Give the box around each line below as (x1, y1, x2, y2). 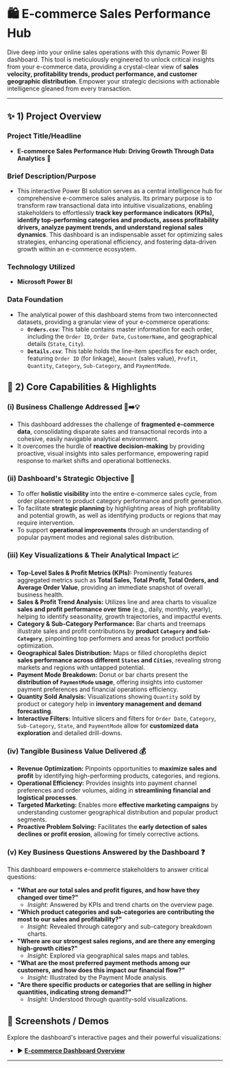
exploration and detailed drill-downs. (16, 728, 123, 737)
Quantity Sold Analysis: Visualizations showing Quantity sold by (16, 692, 201, 700)
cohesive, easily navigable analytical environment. (16, 435, 159, 443)
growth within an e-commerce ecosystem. (16, 245, 137, 253)
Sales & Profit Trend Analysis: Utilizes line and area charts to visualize (16, 597, 217, 606)
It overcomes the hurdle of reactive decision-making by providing (16, 442, 205, 450)
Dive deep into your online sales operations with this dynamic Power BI (7, 48, 207, 56)
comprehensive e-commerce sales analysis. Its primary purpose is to (16, 194, 212, 202)
